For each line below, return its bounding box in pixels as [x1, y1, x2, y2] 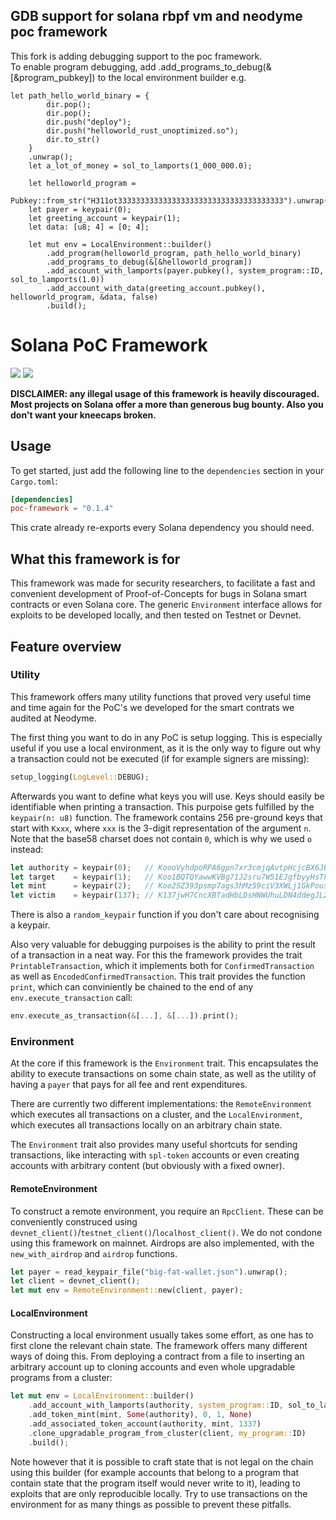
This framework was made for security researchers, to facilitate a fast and [10, 577, 316, 589]
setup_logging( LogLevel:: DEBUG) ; [10, 772, 150, 782]
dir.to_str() [46, 134, 101, 144]
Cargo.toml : [10, 475, 58, 487]
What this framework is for [10, 550, 181, 568]
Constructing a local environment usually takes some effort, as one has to [10, 1329, 314, 1341]
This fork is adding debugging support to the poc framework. [10, 50, 263, 62]
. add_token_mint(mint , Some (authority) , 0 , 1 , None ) [28, 1410, 253, 1420]
